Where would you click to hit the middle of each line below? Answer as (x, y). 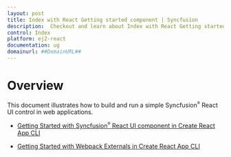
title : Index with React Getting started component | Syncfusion (102, 20)
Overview (35, 86)
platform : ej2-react (37, 39)
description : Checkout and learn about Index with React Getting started (117, 26)
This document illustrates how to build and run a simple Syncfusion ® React (113, 105)
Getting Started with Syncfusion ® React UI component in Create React (116, 126)
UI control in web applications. (50, 112)
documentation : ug (33, 45)
